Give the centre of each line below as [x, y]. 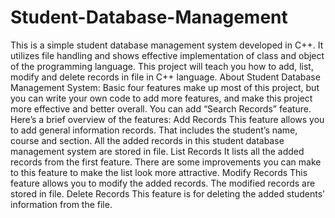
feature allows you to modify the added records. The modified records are [163, 183]
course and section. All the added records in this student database [147, 140]
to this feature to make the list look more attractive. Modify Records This [159, 172]
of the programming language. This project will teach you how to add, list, [162, 66]
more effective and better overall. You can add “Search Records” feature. [161, 108]
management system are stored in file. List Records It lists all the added [157, 151]
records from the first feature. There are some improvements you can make [166, 162]
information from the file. [61, 204]
